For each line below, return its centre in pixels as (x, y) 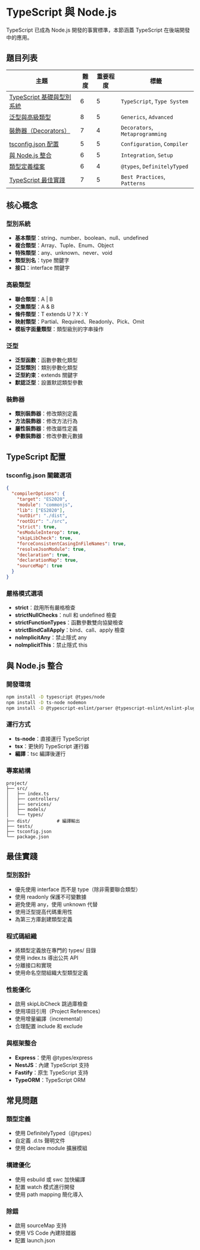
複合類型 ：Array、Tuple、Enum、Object (64, 245)
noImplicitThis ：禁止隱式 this (51, 645)
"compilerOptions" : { (38, 493)
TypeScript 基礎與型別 (40, 97)
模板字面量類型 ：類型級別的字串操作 (59, 329)
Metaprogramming (144, 134)
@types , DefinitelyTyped (155, 166)
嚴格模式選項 (25, 593)
